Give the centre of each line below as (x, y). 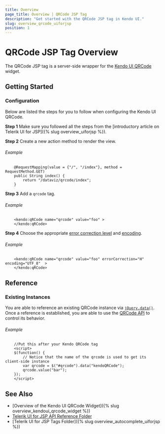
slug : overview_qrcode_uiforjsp (38, 23)
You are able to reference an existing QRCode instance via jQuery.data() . (80, 308)
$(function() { (30, 353)
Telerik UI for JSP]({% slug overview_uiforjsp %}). (56, 132)
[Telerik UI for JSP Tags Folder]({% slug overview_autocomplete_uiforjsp (86, 422)
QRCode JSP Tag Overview (62, 53)
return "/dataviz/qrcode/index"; (57, 180)
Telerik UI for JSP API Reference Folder (52, 416)
